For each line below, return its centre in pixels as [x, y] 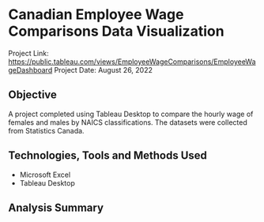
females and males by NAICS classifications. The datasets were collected [128, 122]
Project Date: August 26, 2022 [103, 70]
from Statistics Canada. [46, 130]
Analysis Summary [56, 207]
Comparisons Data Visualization [116, 31]
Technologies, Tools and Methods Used [108, 156]
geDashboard [30, 70]
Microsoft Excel [45, 175]
